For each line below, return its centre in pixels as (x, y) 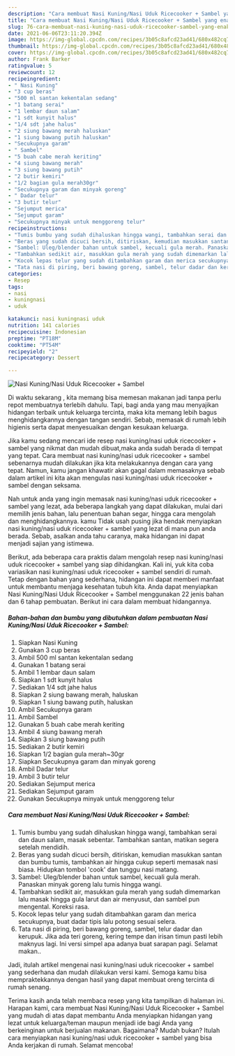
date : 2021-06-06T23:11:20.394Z (55, 33)
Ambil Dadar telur (43, 769)
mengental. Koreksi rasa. (54, 907)
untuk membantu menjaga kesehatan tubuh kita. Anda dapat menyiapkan (113, 587)
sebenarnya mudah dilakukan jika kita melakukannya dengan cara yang (111, 463)
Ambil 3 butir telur (44, 776)
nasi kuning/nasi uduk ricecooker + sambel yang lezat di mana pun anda (112, 529)
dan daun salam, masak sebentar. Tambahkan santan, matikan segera (118, 840)
